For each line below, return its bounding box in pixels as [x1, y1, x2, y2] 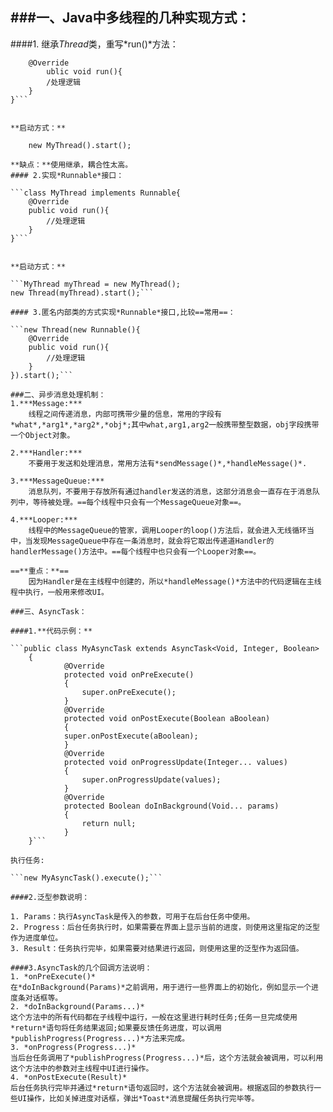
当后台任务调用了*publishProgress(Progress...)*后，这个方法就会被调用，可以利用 [10, 1053, 324, 1063]
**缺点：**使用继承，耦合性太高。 [10, 159, 133, 170]
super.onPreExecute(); [81, 687, 177, 697]
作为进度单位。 [10, 933, 63, 943]
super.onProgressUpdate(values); [81, 774, 222, 785]
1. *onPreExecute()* [10, 971, 97, 982]
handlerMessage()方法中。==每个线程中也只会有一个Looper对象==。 [10, 546, 262, 557]
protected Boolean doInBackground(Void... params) [63, 801, 280, 811]
